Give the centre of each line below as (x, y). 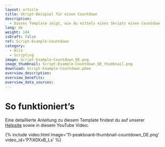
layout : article (22, 10)
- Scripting (22, 55)
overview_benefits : (25, 78)
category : (15, 46)
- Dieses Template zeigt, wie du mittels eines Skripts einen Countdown (85, 23)
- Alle (16, 50)
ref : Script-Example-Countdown (37, 42)
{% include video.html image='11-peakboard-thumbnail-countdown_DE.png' (82, 134)
